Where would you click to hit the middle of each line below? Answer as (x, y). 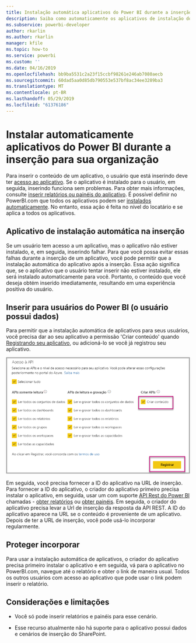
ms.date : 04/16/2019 (31, 68)
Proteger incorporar (43, 545)
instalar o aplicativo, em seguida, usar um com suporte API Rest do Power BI (98, 495)
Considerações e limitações (58, 602)
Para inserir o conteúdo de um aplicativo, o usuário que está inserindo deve (97, 176)
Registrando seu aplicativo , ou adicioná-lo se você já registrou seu (86, 343)
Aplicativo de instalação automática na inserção (95, 231)
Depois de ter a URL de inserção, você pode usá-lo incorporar (81, 520)
